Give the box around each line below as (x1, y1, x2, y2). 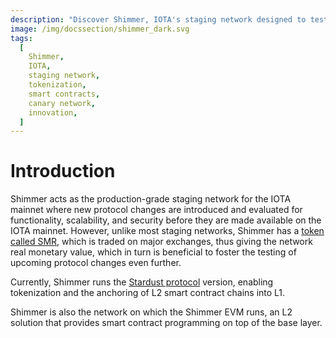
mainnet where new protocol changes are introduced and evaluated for (10, 204, 303, 216)
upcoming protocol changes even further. (10, 257, 182, 269)
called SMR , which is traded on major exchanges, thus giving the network (10, 236, 313, 248)
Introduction (10, 160, 116, 183)
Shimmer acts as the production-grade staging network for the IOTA (10, 193, 292, 205)
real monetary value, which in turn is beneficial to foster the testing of (10, 246, 297, 258)
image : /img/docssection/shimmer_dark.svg (10, 24, 190, 34)
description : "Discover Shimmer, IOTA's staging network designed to (10, 14, 307, 25)
